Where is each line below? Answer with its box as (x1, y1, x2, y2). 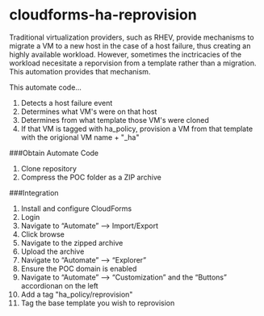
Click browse (20, 229, 65, 239)
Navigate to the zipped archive (20, 238, 124, 247)
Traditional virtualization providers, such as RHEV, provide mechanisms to (9, 32, 254, 42)
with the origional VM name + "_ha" (20, 132, 140, 142)
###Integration (9, 187, 59, 197)
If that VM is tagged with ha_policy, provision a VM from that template (20, 124, 254, 133)
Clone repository (20, 163, 78, 173)
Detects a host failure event (20, 98, 113, 107)
